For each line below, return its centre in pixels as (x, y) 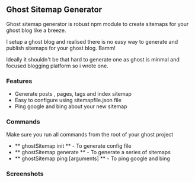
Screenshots (25, 174)
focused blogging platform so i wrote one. (57, 66)
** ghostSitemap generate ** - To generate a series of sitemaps (92, 152)
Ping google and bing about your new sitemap (71, 106)
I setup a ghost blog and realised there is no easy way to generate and (92, 41)
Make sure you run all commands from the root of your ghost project (90, 135)
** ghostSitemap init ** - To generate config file (73, 146)
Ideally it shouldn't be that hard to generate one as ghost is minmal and (93, 59)
